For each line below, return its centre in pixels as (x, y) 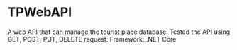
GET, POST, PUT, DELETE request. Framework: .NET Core (92, 39)
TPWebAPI (40, 12)
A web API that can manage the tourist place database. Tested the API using (119, 32)
